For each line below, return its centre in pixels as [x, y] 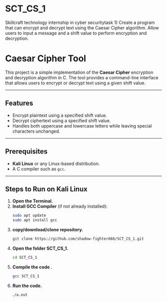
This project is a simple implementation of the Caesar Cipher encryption [79, 72]
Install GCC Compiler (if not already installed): [60, 206]
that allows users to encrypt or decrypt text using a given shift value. [75, 83]
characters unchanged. [36, 131]
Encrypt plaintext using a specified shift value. [60, 115]
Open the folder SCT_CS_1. [40, 248]
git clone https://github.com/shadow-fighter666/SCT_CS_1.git [78, 239]
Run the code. [27, 286]
